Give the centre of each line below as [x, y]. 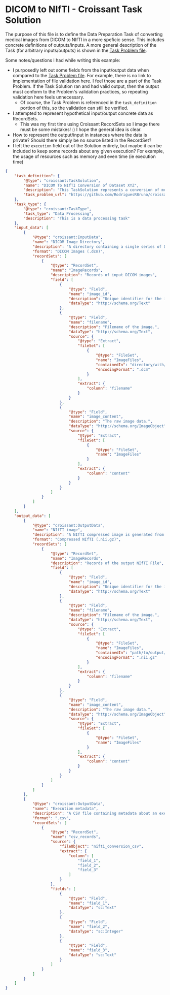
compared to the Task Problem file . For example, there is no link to [82, 75]
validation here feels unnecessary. [48, 97]
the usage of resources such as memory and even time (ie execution [84, 156]
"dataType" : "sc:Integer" [96, 931]
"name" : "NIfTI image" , [57, 530]
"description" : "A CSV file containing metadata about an [95, 813]
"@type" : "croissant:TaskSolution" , [62, 181]
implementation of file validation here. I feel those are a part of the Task [87, 81]
